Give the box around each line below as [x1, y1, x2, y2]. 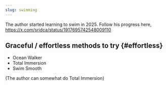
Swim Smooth [12, 65, 42, 71]
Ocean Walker [12, 55, 43, 61]
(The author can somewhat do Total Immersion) [5, 75, 105, 81]
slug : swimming [5, 7, 37, 13]
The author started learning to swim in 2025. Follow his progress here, [5, 21, 152, 27]
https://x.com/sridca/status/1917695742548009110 [5, 26, 111, 33]
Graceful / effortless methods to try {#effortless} [5, 41, 163, 50]
